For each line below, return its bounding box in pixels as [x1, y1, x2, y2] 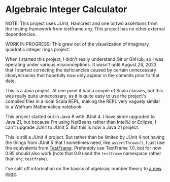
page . [5, 171, 18, 177]
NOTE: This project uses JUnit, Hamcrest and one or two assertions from [5, 20, 158, 26]
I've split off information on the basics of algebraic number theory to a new [5, 165, 162, 171]
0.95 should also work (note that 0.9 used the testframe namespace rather [5, 150, 161, 156]
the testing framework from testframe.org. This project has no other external [5, 25, 165, 31]
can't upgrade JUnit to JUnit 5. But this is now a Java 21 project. [5, 124, 140, 130]
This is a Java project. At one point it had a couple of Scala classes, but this [5, 87, 163, 93]
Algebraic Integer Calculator [5, 4, 127, 15]
